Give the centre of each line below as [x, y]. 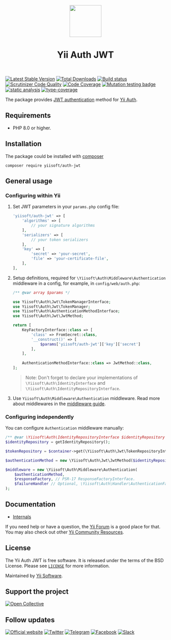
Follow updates [30, 620]
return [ [22, 325]
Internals [22, 517]
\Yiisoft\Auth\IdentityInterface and [65, 383]
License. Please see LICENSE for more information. [58, 566]
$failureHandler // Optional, [47, 484]
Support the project [37, 592]
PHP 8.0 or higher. [32, 128]
